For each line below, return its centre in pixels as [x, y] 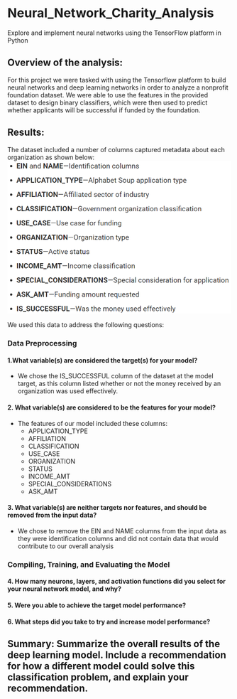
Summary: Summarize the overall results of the [114, 644]
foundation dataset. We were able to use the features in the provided [108, 95]
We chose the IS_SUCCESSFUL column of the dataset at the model [116, 376]
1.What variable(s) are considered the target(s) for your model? [103, 360]
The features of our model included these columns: [93, 423]
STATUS [40, 469]
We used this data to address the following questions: [86, 325]
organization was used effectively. [68, 391]
